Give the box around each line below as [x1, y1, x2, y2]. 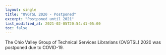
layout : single [5, 7, 37, 12]
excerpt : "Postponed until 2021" [5, 16, 74, 21]
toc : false [5, 26, 28, 31]
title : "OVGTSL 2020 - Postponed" [5, 12, 77, 17]
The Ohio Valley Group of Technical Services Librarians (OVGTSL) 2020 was [5, 39, 161, 45]
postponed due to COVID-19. [5, 45, 64, 51]
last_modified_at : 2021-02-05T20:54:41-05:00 [5, 21, 101, 26]
